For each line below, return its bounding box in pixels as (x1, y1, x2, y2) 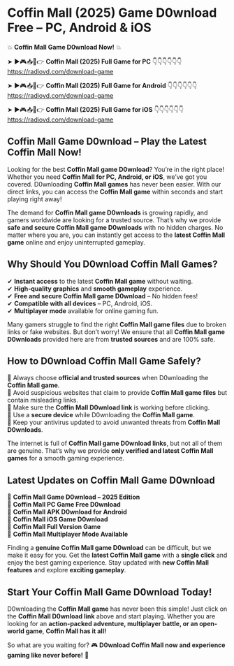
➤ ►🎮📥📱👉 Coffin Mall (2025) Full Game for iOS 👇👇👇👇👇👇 (7, 105, 184, 113)
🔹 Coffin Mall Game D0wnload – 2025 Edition (7, 493, 140, 501)
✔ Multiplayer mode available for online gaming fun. (7, 306, 159, 315)
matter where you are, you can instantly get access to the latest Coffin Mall (7, 231, 226, 239)
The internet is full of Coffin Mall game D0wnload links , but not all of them (7, 439, 223, 448)
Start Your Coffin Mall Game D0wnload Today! (7, 586, 212, 598)
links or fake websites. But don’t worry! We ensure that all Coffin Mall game (7, 327, 226, 336)
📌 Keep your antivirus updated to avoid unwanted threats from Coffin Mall (7, 418, 221, 427)
